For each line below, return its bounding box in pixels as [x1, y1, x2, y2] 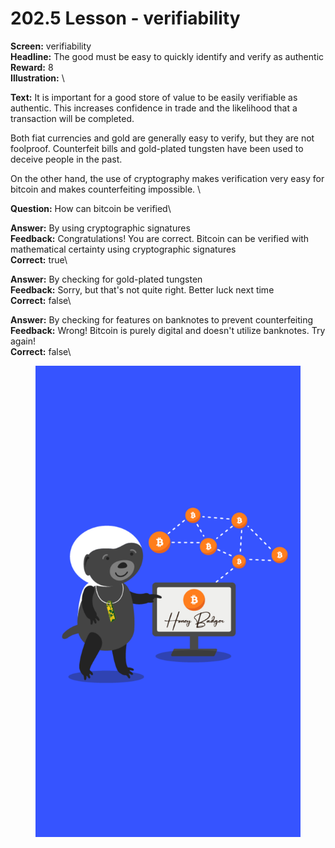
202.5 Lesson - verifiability [10, 7, 241, 30]
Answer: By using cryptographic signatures [10, 222, 191, 234]
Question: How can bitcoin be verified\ [10, 202, 172, 214]
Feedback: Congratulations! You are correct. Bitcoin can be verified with [10, 232, 310, 244]
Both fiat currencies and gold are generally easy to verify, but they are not [10, 132, 315, 144]
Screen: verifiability [10, 40, 92, 52]
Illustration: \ [10, 72, 65, 84]
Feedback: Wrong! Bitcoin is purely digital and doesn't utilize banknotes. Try [10, 324, 326, 336]
